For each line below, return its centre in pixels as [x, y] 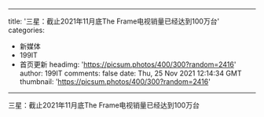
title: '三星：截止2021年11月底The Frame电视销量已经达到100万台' [114, 21]
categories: [26, 30]
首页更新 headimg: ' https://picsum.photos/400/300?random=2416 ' [128, 64]
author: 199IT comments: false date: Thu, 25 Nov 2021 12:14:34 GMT [130, 73]
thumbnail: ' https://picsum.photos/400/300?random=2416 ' [115, 82]
